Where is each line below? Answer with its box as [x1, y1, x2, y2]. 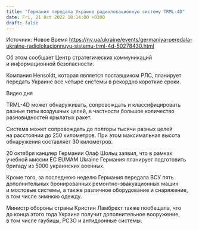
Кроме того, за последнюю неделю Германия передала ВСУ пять [6, 174, 174, 181]
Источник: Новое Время [6, 36, 68, 43]
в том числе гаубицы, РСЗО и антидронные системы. [6, 217, 142, 224]
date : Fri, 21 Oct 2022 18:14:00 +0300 [6, 14, 105, 20]
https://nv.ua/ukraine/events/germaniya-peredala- [69, 36, 192, 43]
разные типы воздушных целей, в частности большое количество [6, 108, 175, 115]
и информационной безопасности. [6, 60, 94, 67]
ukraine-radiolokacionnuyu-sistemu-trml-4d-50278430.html [6, 42, 155, 49]
